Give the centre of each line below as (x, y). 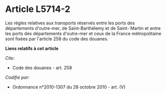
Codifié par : (17, 77)
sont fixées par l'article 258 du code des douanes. (57, 39)
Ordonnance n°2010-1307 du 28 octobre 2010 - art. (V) (69, 87)
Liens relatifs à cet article (32, 48)
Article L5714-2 (38, 9)
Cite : (10, 58)
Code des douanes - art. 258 (42, 68)
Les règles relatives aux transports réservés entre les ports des (70, 23)
